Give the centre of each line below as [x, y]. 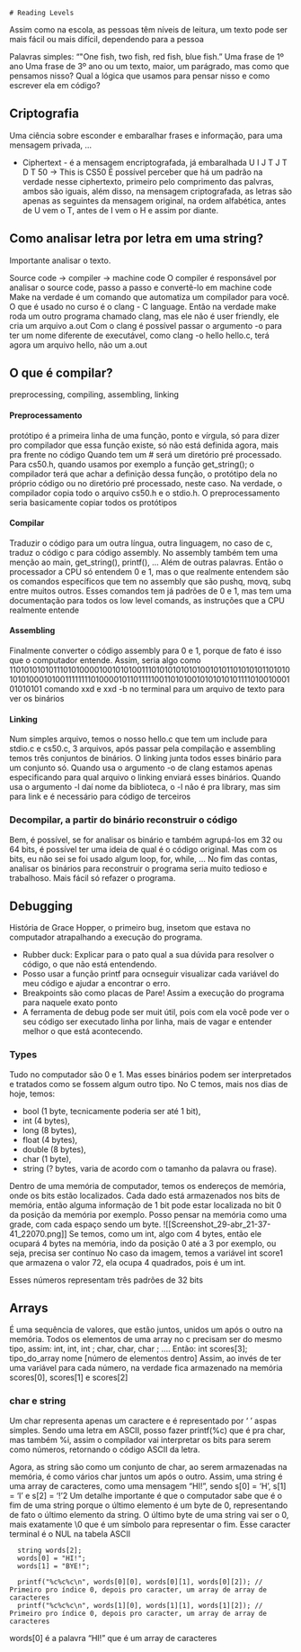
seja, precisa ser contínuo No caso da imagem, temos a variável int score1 [146, 1253]
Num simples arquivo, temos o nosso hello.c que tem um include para [138, 740]
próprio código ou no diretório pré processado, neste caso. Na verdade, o [146, 483]
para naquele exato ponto [70, 1003]
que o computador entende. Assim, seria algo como [105, 660]
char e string [38, 1401]
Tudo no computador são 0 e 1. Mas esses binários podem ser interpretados [150, 1074]
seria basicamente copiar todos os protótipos [93, 502]
